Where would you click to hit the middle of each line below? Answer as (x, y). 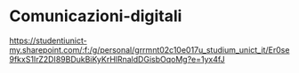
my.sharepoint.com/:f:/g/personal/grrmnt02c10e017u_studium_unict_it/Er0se (149, 49)
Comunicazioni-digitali (96, 16)
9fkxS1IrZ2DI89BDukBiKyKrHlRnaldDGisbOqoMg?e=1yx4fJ (117, 59)
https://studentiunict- (48, 40)
